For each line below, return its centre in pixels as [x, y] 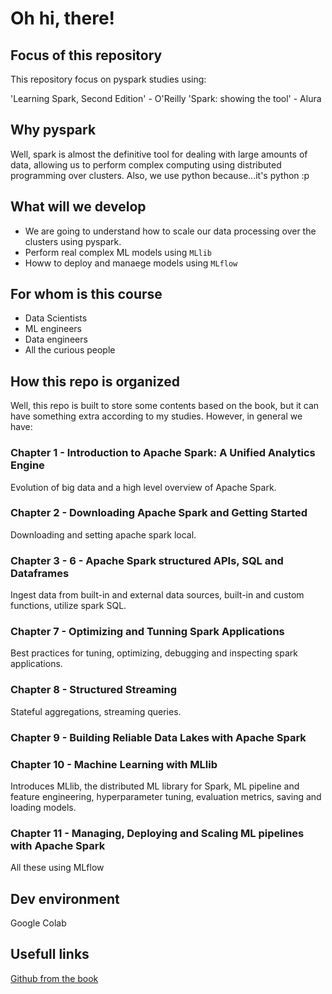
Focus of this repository [86, 55]
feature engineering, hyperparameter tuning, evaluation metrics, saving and [166, 796]
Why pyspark [53, 130]
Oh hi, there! [63, 18]
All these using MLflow [57, 868]
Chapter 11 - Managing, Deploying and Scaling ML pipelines [157, 833]
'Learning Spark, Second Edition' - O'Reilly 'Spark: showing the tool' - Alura [166, 98]
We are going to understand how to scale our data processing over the [170, 231]
